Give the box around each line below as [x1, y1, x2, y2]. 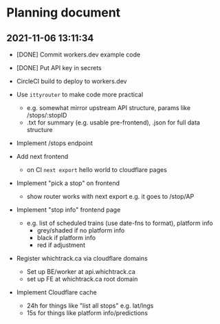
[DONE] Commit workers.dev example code [16, 50, 141, 58]
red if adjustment [36, 241, 85, 249]
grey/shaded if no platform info [36, 226, 125, 235]
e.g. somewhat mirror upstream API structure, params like [26, 104, 190, 111]
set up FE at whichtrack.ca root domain [26, 275, 138, 283]
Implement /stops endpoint [16, 139, 93, 147]
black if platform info [36, 234, 96, 241]
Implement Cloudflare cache [16, 288, 98, 296]
